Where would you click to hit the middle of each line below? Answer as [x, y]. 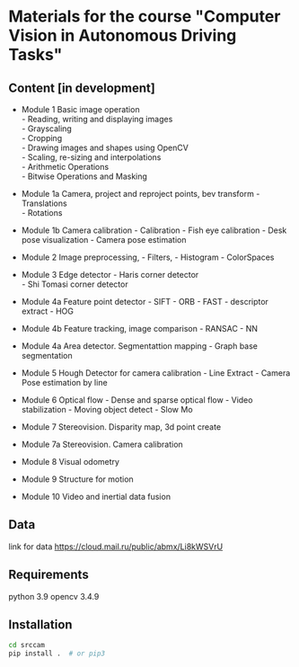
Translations [44, 203]
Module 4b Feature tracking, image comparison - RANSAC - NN [139, 329]
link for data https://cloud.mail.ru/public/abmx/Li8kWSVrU [116, 547]
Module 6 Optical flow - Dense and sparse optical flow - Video [137, 400]
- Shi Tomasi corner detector [75, 284]
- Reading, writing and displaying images [97, 119]
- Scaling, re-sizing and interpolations [91, 157]
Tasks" [35, 55]
